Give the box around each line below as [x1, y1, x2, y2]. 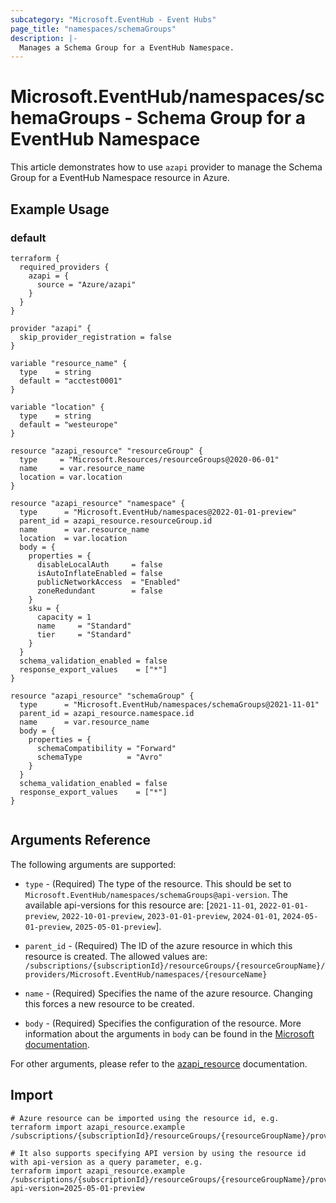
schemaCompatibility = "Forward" [36, 743, 177, 753]
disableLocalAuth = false [36, 559, 163, 570]
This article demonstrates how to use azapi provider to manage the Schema [10, 161, 323, 173]
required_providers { [19, 262, 110, 272]
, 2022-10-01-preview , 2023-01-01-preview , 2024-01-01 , [56, 909, 281, 921]
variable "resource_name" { [10, 358, 128, 368]
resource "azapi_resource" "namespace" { [10, 498, 186, 508]
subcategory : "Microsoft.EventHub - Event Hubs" [10, 14, 217, 25]
